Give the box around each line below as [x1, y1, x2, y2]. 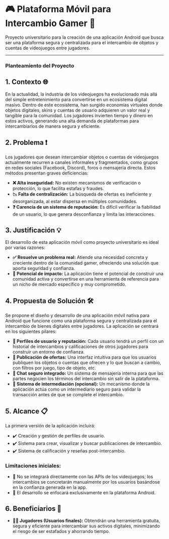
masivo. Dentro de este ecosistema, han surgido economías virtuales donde [5, 102, 162, 108]
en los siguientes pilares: [5, 328, 57, 334]
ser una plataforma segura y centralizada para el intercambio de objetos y [5, 39, 158, 45]
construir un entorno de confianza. [12, 349, 85, 355]
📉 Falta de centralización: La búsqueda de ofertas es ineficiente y [12, 191, 152, 197]
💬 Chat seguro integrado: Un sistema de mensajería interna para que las [12, 370, 163, 377]
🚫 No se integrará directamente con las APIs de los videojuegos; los [12, 474, 153, 480]
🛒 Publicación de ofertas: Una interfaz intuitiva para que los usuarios [12, 354, 157, 361]
